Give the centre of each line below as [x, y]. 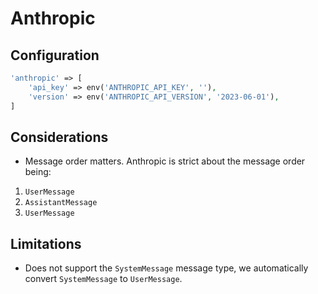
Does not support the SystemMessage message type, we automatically [166, 268]
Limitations [46, 243]
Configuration [55, 55]
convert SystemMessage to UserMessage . [103, 279]
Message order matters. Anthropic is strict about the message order [165, 161]
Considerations [59, 137]
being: [38, 172]
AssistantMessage [61, 203]
